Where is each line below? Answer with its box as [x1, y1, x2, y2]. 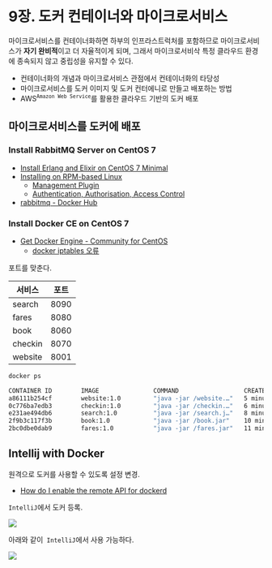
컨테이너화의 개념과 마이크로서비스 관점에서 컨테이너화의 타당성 [19, 73, 220, 83]
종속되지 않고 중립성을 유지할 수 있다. [16, 56, 134, 66]
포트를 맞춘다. [8, 263, 53, 273]
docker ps [8, 372, 42, 380]
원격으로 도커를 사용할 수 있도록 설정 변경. [8, 469, 140, 479]
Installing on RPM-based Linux [19, 171, 123, 181]
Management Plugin [32, 180, 100, 190]
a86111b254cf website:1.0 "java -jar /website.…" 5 [8, 394, 249, 402]
